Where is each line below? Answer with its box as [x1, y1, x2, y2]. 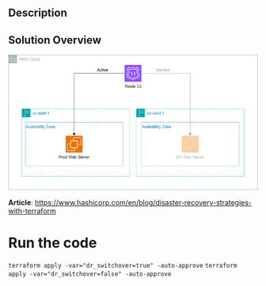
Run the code [8, 234, 97, 252]
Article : [8, 197, 33, 207]
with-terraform [8, 206, 57, 215]
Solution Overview [8, 33, 101, 47]
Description [8, 6, 67, 20]
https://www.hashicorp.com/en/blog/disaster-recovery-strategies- [34, 197, 252, 207]
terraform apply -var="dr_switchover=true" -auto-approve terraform [8, 261, 237, 269]
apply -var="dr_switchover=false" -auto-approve [8, 269, 172, 278]
